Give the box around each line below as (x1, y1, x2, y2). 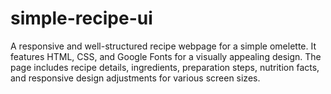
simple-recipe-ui (10, 7, 153, 30)
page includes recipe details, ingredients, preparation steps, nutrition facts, (10, 61, 320, 73)
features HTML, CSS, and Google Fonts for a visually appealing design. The (10, 50, 322, 62)
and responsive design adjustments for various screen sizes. (10, 72, 261, 84)
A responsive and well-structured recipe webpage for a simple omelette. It (10, 40, 317, 52)
